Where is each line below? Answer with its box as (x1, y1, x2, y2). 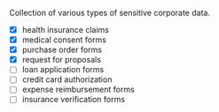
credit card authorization (21, 74, 113, 85)
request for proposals (21, 55, 102, 65)
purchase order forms (21, 44, 102, 56)
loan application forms (21, 64, 105, 75)
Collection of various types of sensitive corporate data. (9, 8, 211, 18)
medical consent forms (21, 34, 106, 45)
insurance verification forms (21, 94, 126, 105)
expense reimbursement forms (21, 84, 135, 95)
